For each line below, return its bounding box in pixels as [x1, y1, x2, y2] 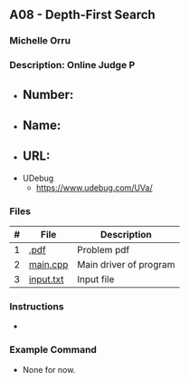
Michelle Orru [9, 34, 71, 47]
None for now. [22, 364, 76, 375]
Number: [22, 86, 74, 103]
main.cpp [28, 259, 69, 271]
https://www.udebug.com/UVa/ [35, 181, 153, 193]
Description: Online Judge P [9, 59, 136, 72]
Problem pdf [76, 244, 130, 257]
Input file [76, 273, 115, 286]
